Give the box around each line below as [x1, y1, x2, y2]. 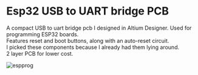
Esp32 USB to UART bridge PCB [6, 4, 169, 18]
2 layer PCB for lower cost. [6, 50, 73, 57]
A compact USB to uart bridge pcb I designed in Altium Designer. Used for [6, 24, 192, 31]
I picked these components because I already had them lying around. [6, 44, 180, 51]
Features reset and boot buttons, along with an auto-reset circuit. [6, 37, 169, 44]
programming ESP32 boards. [6, 30, 79, 37]
